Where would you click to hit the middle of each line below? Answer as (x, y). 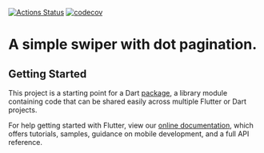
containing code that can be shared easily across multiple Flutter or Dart (127, 101)
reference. (25, 142)
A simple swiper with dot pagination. (133, 45)
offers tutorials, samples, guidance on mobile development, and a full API (129, 134)
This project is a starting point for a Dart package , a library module (118, 93)
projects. (23, 110)
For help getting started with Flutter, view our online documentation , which (131, 125)
